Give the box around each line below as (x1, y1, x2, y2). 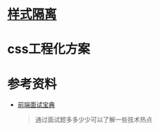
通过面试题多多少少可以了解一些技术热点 (34, 115, 153, 124)
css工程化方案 (7, 41, 90, 57)
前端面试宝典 (17, 100, 55, 109)
